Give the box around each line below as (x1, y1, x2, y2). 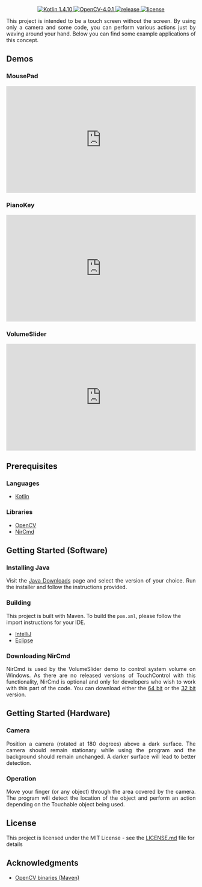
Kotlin (14, 493, 29, 500)
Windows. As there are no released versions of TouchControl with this (6, 672, 196, 679)
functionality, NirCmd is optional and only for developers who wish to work (6, 678, 196, 685)
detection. (6, 759, 32, 767)
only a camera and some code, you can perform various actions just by (6, 24, 196, 31)
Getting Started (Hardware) (6, 708, 111, 719)
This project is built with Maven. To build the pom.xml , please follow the (6, 612, 182, 619)
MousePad (6, 72, 38, 81)
